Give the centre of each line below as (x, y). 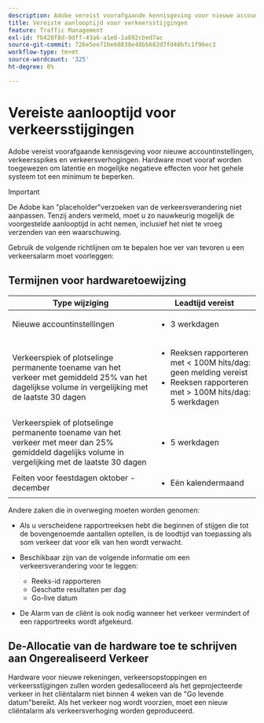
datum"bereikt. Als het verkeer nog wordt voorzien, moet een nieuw (118, 703)
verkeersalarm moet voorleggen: (61, 255)
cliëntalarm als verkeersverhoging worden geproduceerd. (101, 711)
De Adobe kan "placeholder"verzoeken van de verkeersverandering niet (125, 207)
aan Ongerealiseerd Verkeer (79, 658)
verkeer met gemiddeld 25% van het (80, 377)
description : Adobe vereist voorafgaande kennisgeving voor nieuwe (121, 15)
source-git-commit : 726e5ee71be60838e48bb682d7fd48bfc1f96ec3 (112, 45)
